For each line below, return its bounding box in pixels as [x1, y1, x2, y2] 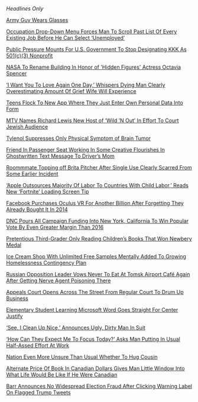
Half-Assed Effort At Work [6, 342, 70, 349]
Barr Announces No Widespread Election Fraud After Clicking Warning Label [6, 382, 192, 390]
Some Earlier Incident [6, 170, 59, 177]
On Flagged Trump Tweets [6, 389, 71, 396]
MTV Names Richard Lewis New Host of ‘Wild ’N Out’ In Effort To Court [6, 117, 179, 124]
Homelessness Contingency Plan [6, 259, 87, 266]
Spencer [6, 70, 27, 76]
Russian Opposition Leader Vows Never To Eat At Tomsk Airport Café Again [6, 271, 190, 277]
